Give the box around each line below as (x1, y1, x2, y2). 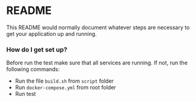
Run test (15, 90, 36, 98)
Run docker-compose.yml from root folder (15, 84, 116, 91)
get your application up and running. (6, 30, 97, 37)
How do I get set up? (6, 45, 68, 53)
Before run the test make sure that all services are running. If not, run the (6, 59, 188, 67)
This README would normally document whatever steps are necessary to (6, 24, 190, 31)
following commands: (6, 66, 60, 73)
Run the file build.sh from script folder (15, 77, 114, 85)
